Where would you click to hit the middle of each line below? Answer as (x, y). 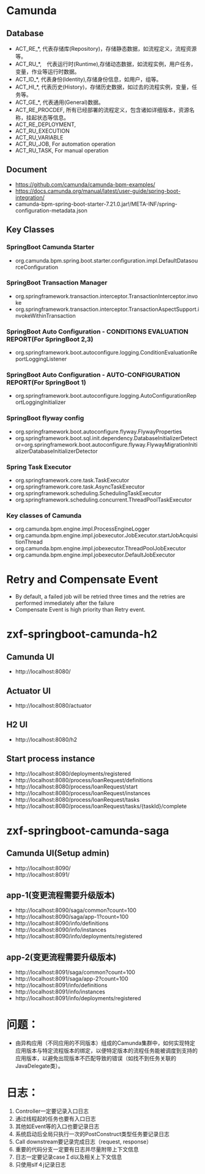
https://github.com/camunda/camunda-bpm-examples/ (85, 184)
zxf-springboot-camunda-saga (88, 831)
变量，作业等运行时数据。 (47, 72)
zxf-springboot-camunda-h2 (82, 634)
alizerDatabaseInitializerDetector (56, 451)
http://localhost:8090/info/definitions (62, 923)
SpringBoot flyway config (45, 418)
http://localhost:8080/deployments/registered (73, 773)
